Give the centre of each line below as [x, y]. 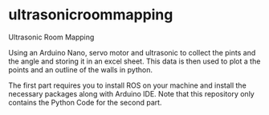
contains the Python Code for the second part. [85, 102]
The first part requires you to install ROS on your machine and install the [127, 85]
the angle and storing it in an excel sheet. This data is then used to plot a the [134, 61]
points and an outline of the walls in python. [80, 69]
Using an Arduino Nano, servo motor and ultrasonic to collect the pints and [132, 52]
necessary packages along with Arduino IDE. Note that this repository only [131, 93]
